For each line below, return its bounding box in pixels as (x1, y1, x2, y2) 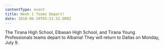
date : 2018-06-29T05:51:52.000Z (5, 16, 71, 21)
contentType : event (5, 7, 45, 12)
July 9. (5, 40, 19, 46)
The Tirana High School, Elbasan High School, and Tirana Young (5, 30, 136, 35)
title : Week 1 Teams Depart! (5, 12, 65, 17)
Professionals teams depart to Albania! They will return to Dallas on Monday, (5, 34, 160, 40)
